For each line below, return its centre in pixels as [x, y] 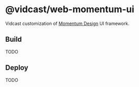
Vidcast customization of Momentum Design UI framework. [67, 23]
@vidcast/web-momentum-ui [70, 9]
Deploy [17, 68]
